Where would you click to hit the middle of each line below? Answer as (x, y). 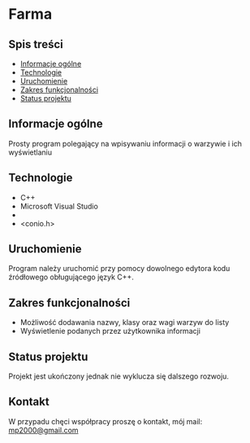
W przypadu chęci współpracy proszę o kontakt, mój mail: (106, 421)
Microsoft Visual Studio (59, 206)
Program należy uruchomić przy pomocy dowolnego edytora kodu (119, 269)
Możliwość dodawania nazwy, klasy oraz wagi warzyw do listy (125, 322)
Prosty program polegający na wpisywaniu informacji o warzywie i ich (125, 143)
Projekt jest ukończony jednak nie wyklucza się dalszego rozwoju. (119, 376)
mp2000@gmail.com (43, 430)
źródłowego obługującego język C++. (71, 277)
